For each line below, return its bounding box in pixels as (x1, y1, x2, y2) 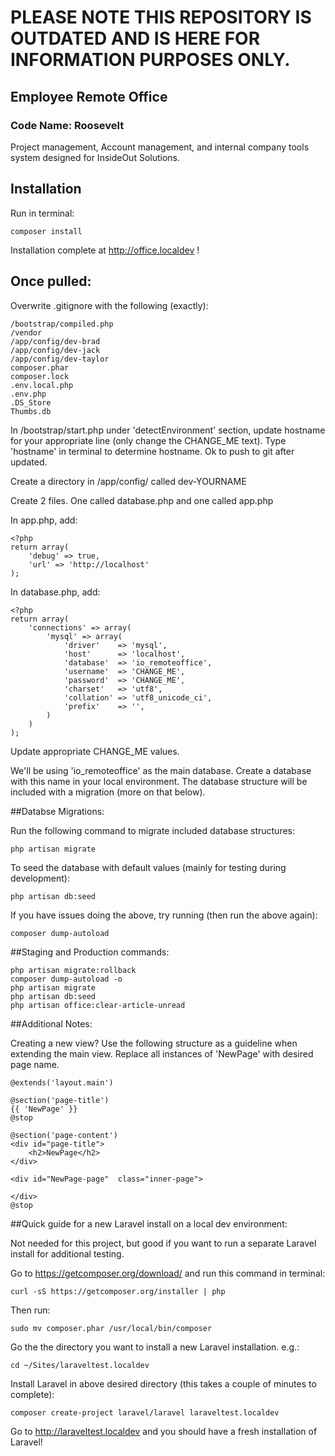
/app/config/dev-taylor (10, 354, 110, 364)
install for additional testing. (10, 1247, 125, 1260)
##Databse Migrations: (10, 805, 105, 817)
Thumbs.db (10, 406, 52, 416)
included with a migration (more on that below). (10, 786, 206, 798)
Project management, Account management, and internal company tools (10, 141, 310, 153)
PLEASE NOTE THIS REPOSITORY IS (10, 6, 312, 29)
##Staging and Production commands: (10, 946, 170, 958)
